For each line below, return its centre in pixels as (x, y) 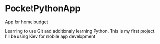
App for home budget (26, 22)
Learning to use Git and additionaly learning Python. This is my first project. (80, 31)
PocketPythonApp (43, 8)
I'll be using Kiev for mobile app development (50, 36)
